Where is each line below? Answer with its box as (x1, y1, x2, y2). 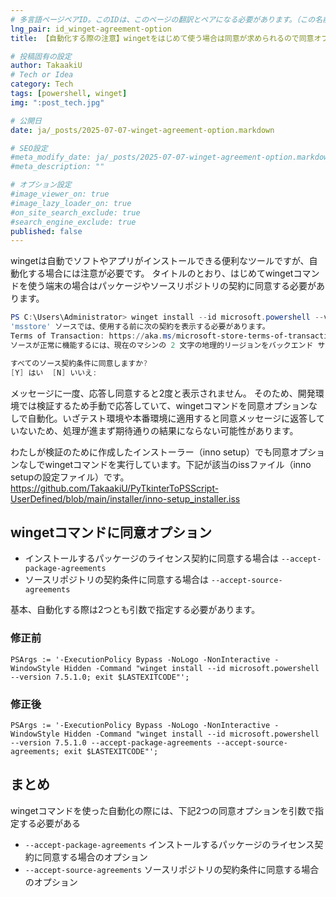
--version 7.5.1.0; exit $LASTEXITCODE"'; (10, 672, 190, 682)
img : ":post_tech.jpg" (10, 97, 105, 108)
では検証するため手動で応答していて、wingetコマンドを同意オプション (18, 399, 309, 411)
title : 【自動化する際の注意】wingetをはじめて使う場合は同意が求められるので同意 (10, 33, 315, 43)
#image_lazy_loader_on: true (10, 198, 132, 208)
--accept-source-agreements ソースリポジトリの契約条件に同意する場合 (24, 863, 320, 875)
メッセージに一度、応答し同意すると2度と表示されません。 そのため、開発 (10, 387, 316, 399)
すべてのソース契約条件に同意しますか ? (10, 358, 148, 368)
